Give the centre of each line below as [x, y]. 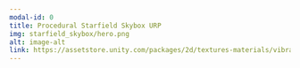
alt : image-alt [37, 42]
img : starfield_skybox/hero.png [69, 34]
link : [19, 50]
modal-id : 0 [31, 17]
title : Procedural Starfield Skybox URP [86, 26]
